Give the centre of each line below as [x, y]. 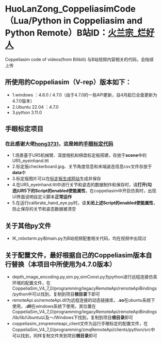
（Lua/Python [33, 21]
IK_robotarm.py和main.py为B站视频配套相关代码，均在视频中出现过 [79, 238]
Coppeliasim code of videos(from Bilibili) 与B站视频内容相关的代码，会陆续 [80, 59]
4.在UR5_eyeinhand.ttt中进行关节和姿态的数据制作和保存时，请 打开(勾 [82, 185]
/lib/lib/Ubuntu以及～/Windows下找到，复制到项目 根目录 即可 [73, 318]
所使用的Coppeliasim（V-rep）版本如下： [68, 82]
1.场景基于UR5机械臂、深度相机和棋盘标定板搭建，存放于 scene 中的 [79, 155]
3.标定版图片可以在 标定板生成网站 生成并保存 [57, 179]
